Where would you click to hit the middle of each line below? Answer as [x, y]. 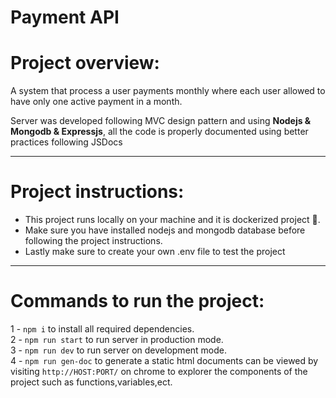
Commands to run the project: [137, 301]
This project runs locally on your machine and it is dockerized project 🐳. [172, 220]
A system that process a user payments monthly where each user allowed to [168, 91]
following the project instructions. [93, 241]
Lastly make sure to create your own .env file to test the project [155, 252]
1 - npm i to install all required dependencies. [102, 329]
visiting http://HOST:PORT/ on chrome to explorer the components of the [159, 371]
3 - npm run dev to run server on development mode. [119, 350]
